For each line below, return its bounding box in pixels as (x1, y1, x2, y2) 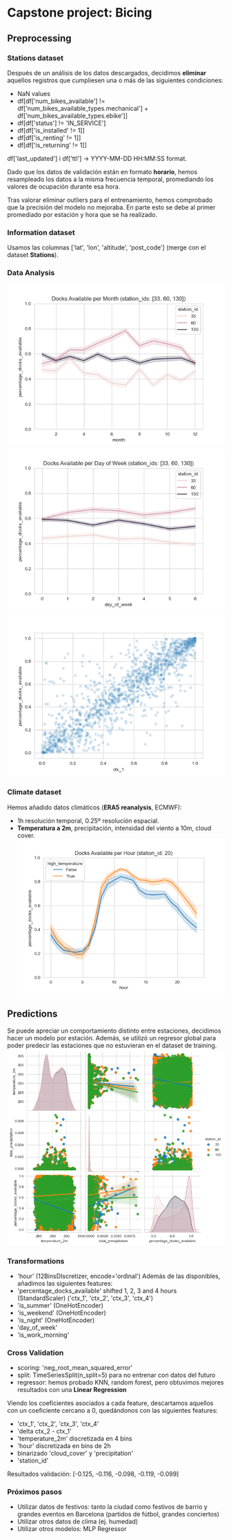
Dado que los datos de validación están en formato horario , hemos (7, 167, 198, 176)
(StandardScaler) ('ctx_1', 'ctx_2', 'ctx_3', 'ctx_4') (17, 1294, 154, 1302)
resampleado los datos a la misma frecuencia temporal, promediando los (7, 175, 214, 183)
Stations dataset (7, 53, 64, 63)
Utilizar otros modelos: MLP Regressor (17, 1525, 127, 1533)
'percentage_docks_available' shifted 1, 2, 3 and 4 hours (17, 1286, 177, 1295)
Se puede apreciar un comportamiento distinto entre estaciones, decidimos (7, 1026, 222, 1035)
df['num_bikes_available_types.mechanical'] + (17, 104, 149, 112)
